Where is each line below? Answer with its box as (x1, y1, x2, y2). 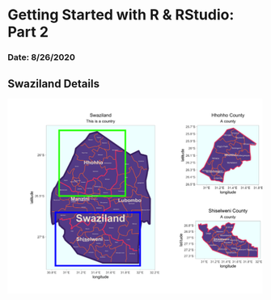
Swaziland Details (7, 77, 100, 91)
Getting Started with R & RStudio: (7, 6, 235, 24)
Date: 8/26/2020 (7, 52, 76, 63)
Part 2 (7, 23, 49, 41)
